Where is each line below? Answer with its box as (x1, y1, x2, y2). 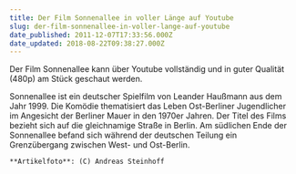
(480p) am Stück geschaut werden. (9, 74, 143, 85)
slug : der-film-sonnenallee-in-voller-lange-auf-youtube (9, 22, 230, 31)
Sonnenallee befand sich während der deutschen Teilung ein (9, 129, 238, 141)
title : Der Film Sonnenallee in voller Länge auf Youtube (9, 13, 234, 23)
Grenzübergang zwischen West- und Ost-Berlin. (9, 139, 190, 150)
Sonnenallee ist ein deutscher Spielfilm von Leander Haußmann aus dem (9, 91, 282, 102)
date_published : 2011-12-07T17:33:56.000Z (9, 30, 173, 39)
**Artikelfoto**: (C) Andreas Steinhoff (9, 157, 166, 167)
